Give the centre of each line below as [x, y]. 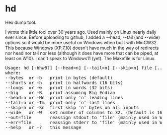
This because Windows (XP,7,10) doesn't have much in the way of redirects [82, 48]
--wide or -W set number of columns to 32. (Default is [80, 112]
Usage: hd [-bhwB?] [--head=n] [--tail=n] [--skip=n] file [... [85, 68]
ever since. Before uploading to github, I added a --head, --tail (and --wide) [83, 37]
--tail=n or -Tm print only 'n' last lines [60, 102]
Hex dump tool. [21, 22]
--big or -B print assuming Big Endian [60, 93]
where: [13, 73]
